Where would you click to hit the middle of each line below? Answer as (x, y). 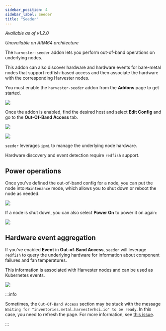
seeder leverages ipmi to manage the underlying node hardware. (71, 146)
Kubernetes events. (25, 275)
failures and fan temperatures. (36, 260)
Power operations (33, 171)
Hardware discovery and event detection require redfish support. (72, 156)
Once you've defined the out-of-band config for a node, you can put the (79, 183)
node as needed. (22, 194)
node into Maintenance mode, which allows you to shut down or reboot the (81, 188)
